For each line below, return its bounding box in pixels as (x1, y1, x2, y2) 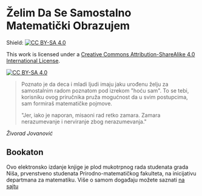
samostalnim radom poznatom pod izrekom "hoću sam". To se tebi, (21, 87, 189, 94)
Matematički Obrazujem (6, 19, 130, 33)
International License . (6, 57, 61, 64)
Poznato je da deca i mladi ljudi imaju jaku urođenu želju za (21, 80, 169, 88)
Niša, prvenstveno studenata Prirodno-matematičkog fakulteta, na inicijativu (6, 169, 197, 177)
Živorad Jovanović (6, 129, 53, 137)
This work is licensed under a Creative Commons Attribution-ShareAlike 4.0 (6, 50, 195, 57)
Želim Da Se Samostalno (6, 6, 132, 20)
